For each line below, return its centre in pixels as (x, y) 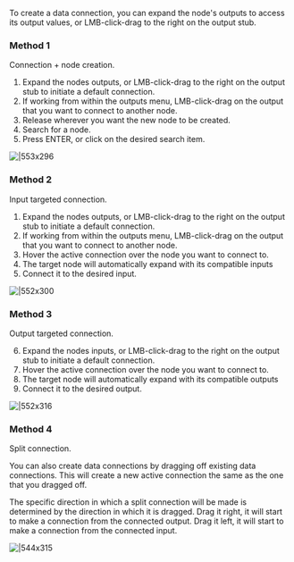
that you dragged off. (48, 485)
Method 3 (30, 314)
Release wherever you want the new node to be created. (126, 121)
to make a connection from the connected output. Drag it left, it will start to (147, 521)
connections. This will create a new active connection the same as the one (147, 475)
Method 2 (30, 180)
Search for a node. (56, 130)
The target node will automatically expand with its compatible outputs (150, 379)
